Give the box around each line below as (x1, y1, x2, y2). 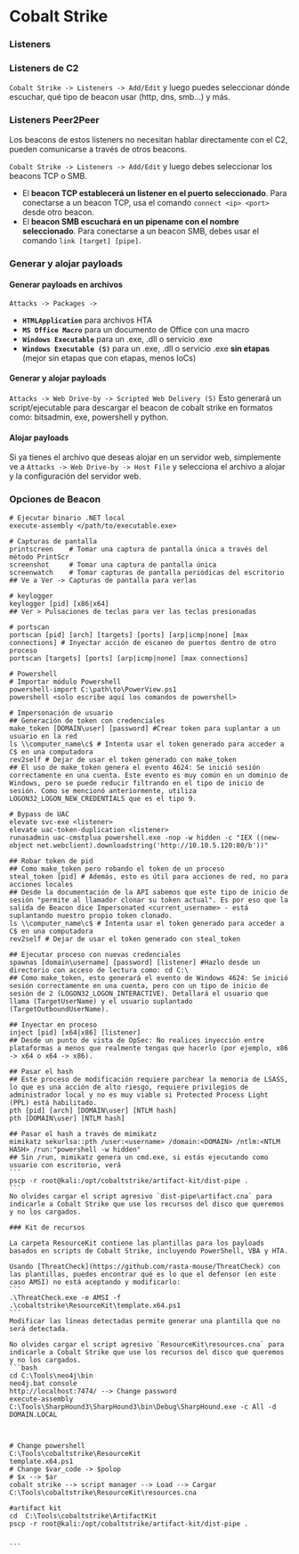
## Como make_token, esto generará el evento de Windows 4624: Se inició (9, 973, 289, 982)
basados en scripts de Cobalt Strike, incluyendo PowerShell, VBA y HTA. (9, 1246, 289, 1255)
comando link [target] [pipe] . (21, 234, 141, 246)
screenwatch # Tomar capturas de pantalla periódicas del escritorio (9, 568, 285, 577)
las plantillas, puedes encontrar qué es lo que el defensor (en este (9, 1270, 277, 1279)
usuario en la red (9, 732, 77, 740)
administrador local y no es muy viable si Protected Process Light (9, 1090, 269, 1100)
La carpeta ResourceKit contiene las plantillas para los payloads (9, 1239, 265, 1247)
